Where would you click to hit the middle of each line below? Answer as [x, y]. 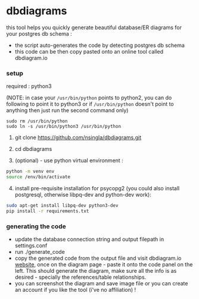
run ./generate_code [40, 252]
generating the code [36, 226]
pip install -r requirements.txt [48, 211]
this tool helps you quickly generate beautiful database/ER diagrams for [94, 27]
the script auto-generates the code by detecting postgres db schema [99, 45]
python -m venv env [30, 171]
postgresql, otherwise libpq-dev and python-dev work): [83, 194]
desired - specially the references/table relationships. [80, 277]
